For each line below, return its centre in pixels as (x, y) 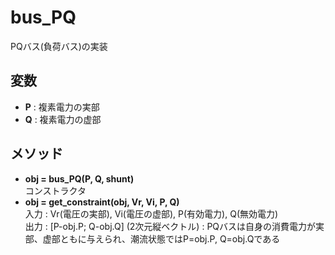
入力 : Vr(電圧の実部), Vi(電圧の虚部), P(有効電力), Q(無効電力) (151, 213)
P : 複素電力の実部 (62, 107)
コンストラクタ (55, 190)
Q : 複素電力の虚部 (63, 119)
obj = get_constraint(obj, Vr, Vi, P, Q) (102, 202)
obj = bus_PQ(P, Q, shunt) (79, 178)
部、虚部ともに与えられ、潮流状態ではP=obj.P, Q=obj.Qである (152, 238)
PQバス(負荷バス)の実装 (59, 46)
